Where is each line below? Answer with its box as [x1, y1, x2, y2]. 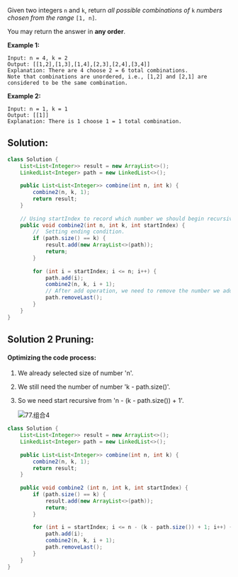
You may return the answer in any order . [7, 28, 126, 35]
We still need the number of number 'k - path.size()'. [17, 382, 171, 392]
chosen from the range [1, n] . [7, 13, 97, 22]
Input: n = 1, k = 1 [7, 105, 69, 113]
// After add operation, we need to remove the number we [45, 287, 220, 295]
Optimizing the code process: [7, 353, 97, 362]
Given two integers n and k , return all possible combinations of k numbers [7, 6, 223, 14]
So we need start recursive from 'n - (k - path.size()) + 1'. [17, 396, 184, 405]
